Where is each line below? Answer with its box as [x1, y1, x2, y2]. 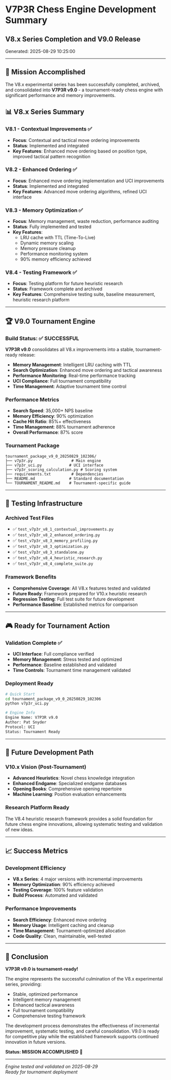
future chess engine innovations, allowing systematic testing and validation [5, 821, 163, 827]
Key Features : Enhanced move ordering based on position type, [12, 148, 148, 154]
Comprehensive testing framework [12, 1013, 85, 1019]
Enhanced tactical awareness [12, 1002, 75, 1008]
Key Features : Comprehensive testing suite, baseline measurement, [12, 291, 156, 297]
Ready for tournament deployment [5, 1069, 78, 1075]
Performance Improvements [5, 905, 77, 912]
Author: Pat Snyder [5, 720, 47, 725]
